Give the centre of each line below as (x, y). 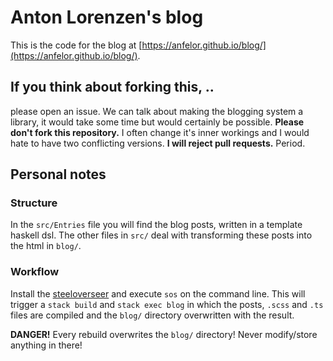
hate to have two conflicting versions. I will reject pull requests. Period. (158, 143)
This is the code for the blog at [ (76, 45)
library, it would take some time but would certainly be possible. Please (157, 122)
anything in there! (46, 345)
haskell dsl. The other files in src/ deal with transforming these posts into (161, 235)
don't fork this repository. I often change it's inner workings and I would (160, 132)
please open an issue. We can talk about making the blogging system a (157, 111)
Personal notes (58, 174)
